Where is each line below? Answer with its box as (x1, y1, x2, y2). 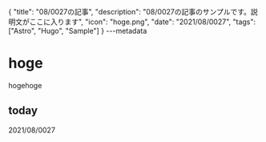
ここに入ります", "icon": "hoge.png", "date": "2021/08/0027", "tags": (29, 17, 256, 26)
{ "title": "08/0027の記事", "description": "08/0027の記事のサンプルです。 (8, 7, 251, 16)
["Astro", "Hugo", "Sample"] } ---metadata (8, 26, 147, 35)
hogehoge (8, 80, 42, 90)
